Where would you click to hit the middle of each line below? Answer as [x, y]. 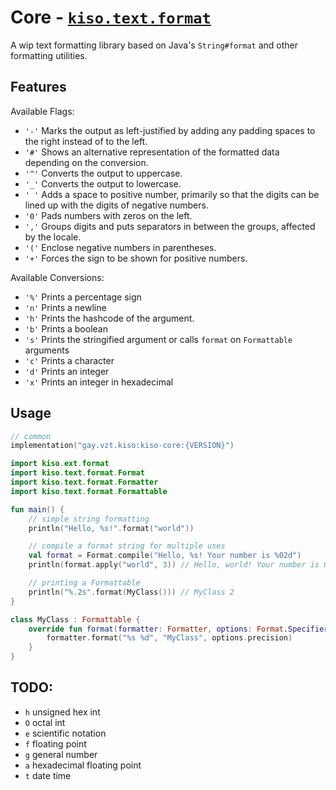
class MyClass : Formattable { [75, 619]
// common [31, 436]
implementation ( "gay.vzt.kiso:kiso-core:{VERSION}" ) [122, 446]
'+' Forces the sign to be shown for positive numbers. [136, 258]
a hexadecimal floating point [83, 765]
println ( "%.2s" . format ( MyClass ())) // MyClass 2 [131, 592]
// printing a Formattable [84, 583]
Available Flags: [42, 111]
